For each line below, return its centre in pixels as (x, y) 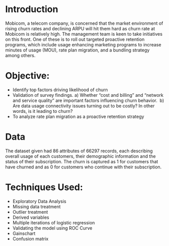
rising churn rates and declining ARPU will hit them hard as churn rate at (80, 28)
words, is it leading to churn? (43, 111)
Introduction (32, 9)
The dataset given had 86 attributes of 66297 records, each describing (79, 151)
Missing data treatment (37, 206)
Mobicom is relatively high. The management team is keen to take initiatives (84, 34)
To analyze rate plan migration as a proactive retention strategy (78, 116)
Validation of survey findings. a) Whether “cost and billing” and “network (88, 95)
